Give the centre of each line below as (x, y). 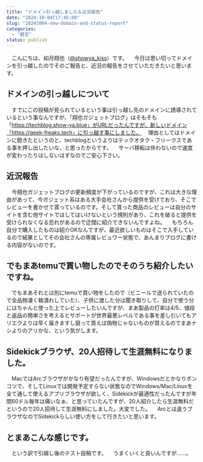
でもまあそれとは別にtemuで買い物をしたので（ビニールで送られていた (100, 293)
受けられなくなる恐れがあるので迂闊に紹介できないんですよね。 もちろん (100, 222)
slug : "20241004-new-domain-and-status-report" (68, 23)
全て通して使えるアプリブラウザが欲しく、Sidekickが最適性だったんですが (99, 394)
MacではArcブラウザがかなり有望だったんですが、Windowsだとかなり (99, 378)
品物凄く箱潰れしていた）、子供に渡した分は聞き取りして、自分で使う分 (105, 300)
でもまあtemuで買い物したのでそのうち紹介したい (100, 266)
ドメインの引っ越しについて (58, 94)
